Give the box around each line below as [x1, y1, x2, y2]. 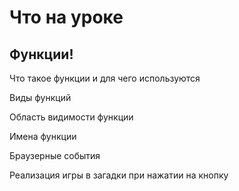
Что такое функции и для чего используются [9, 72, 201, 84]
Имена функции [9, 131, 77, 142]
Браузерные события [9, 150, 101, 161]
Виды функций [9, 92, 72, 103]
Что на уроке [9, 6, 124, 29]
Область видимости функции [9, 111, 134, 123]
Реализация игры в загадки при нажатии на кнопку [9, 169, 229, 181]
